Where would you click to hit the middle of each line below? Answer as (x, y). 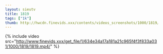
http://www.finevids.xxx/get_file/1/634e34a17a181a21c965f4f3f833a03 (87, 42)
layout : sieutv (20, 9)
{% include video (22, 36)
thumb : (12, 23)
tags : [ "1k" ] (18, 18)
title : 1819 (17, 14)
